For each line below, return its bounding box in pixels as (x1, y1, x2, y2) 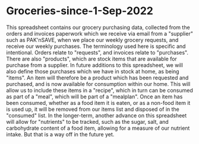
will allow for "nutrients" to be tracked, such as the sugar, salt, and (6, 118, 169, 125)
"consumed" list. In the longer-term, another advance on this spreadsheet (6, 111, 187, 119)
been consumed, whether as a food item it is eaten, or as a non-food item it (6, 99, 191, 106)
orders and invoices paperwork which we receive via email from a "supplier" (6, 30, 193, 37)
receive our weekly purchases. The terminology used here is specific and (6, 43, 186, 50)
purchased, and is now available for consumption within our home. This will (6, 80, 191, 87)
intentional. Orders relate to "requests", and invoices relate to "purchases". (6, 49, 189, 56)
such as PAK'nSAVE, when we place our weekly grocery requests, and (6, 36, 179, 43)
